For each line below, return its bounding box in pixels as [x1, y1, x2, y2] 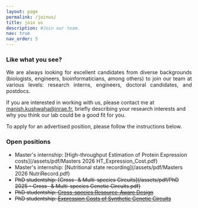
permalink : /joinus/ [6, 14, 57, 20]
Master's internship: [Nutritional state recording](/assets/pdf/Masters [14, 163, 183, 171]
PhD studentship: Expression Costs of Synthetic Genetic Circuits [14, 195, 171, 202]
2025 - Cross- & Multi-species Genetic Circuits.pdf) [14, 182, 141, 189]
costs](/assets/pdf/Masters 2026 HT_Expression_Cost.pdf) [14, 157, 158, 164]
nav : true [6, 31, 31, 37]
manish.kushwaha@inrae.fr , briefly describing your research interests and [6, 105, 186, 113]
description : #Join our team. [6, 25, 81, 31]
